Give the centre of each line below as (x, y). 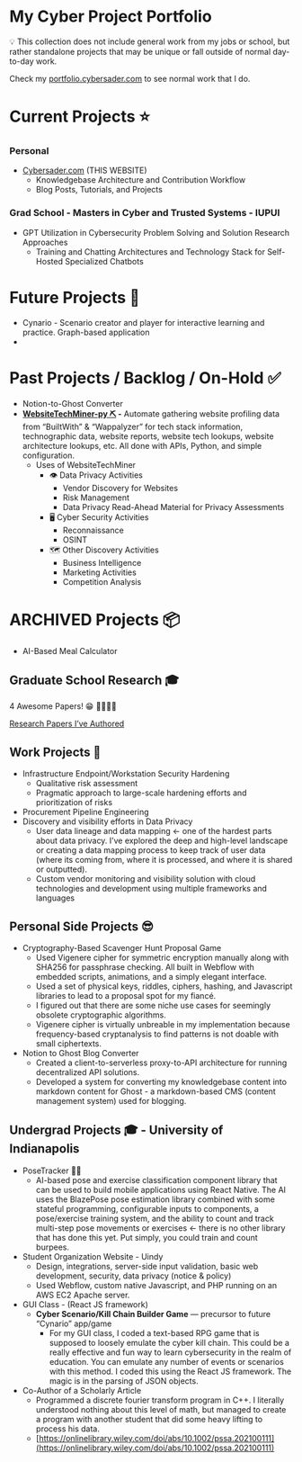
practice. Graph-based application (86, 332)
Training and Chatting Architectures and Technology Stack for (150, 251)
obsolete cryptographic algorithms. (101, 1015)
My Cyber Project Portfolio (111, 17)
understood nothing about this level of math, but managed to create (161, 1409)
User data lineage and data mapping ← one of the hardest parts (154, 831)
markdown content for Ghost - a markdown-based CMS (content (155, 1091)
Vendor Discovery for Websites (120, 488)
